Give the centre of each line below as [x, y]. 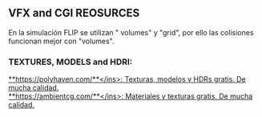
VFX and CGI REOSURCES [74, 13]
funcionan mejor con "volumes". [61, 41]
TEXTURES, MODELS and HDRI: [71, 62]
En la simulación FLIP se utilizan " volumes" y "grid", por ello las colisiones [131, 32]
